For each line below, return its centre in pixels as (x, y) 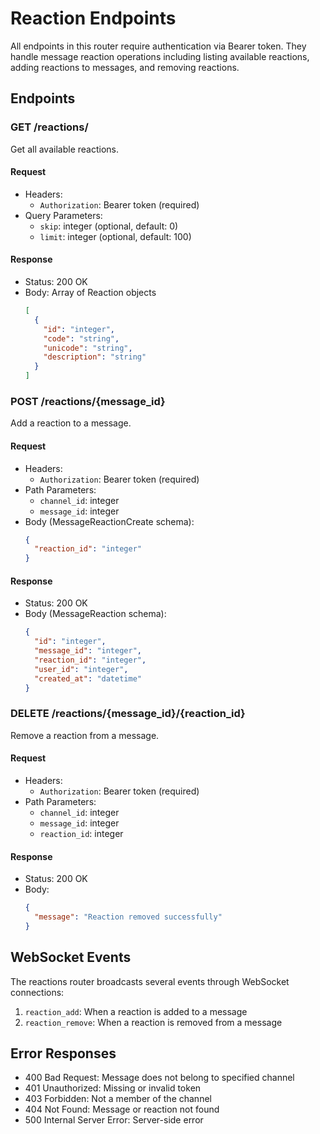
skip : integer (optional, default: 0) (109, 226)
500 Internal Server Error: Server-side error (114, 1120)
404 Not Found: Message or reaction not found (122, 1109)
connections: (37, 992)
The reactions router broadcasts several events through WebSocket (150, 981)
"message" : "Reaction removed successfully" (128, 917)
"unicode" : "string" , (88, 348)
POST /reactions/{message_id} (88, 401)
